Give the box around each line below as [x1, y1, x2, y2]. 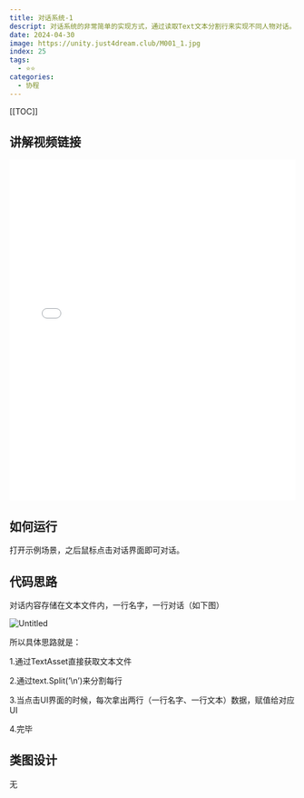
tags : [9, 55, 30, 65]
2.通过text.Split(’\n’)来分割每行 [9, 675, 123, 686]
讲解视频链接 [9, 135, 82, 150]
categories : [9, 73, 54, 82]
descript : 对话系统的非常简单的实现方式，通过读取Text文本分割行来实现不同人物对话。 [9, 22, 297, 31]
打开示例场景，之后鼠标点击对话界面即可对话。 [9, 544, 184, 555]
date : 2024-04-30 [9, 30, 75, 39]
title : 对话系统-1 [9, 13, 74, 23]
